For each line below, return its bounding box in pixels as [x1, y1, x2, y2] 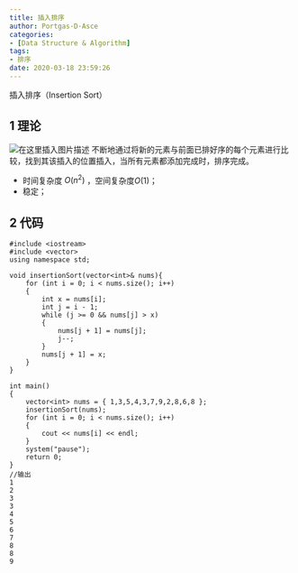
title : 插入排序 [9, 13, 65, 23]
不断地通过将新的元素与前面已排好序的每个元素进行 [91, 143, 281, 154]
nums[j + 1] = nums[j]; [57, 327, 147, 336]
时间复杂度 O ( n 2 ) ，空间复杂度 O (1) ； [22, 173, 158, 186]
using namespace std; [9, 255, 91, 264]
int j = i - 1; [41, 303, 99, 312]
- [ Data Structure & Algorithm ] [9, 38, 131, 48]
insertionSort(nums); [25, 405, 106, 415]
